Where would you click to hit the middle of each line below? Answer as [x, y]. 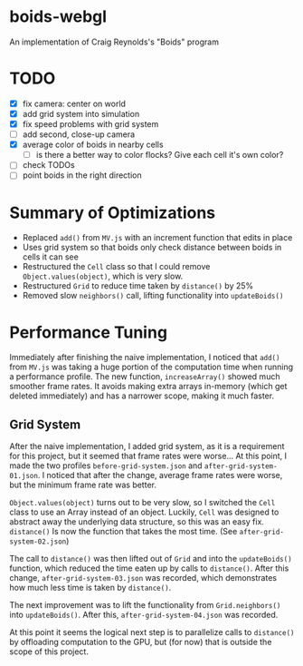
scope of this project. [49, 651]
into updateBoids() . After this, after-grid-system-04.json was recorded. [144, 615]
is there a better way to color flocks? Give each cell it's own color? [160, 155]
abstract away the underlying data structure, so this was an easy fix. [137, 522]
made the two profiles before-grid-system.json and [106, 465]
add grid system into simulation [81, 113]
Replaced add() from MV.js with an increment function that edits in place [157, 238]
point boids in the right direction [82, 175]
